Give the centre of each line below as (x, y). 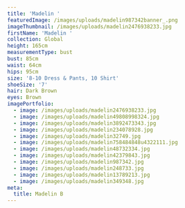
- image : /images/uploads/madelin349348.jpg (79, 181)
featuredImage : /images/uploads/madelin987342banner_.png (92, 20)
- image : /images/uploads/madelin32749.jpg (77, 136)
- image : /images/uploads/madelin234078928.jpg (83, 130)
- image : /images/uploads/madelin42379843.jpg (82, 156)
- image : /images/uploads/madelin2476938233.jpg (85, 110)
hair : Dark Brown (32, 91)
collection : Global (35, 40)
